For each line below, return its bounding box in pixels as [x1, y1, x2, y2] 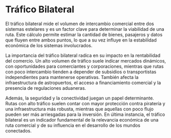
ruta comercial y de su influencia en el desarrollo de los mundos [5, 122, 141, 128]
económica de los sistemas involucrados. [5, 42, 93, 48]
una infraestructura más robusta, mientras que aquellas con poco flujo [5, 106, 154, 112]
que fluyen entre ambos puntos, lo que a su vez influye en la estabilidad [5, 37, 157, 43]
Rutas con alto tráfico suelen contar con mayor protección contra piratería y [5, 100, 165, 106]
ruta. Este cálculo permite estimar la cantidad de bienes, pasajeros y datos [5, 31, 163, 37]
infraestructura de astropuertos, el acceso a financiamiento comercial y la [5, 80, 161, 86]
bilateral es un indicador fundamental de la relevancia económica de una [5, 116, 159, 123]
